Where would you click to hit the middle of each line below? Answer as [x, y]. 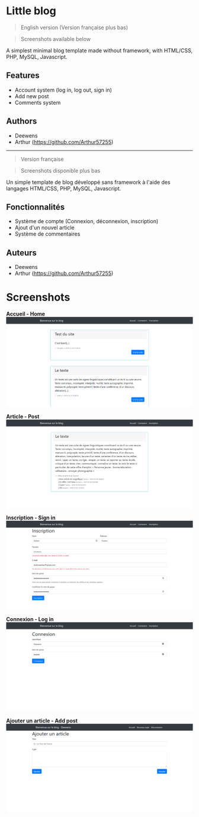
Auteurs [22, 253]
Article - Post [23, 416]
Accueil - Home [26, 314]
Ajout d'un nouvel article [45, 228]
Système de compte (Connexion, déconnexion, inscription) [86, 221]
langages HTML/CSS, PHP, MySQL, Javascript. [64, 188]
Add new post [32, 96]
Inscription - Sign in [31, 518]
